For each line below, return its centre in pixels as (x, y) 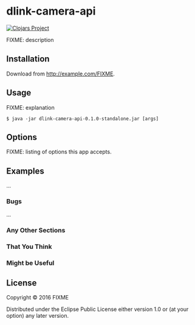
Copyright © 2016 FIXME (38, 298)
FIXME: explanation (30, 107)
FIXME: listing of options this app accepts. (59, 152)
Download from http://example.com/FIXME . (61, 74)
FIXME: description (30, 40)
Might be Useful (30, 263)
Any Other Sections (36, 231)
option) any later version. (37, 316)
